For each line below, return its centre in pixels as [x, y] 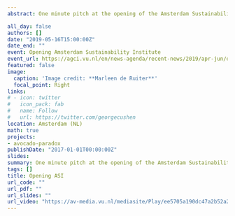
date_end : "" [26, 46]
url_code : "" [26, 182]
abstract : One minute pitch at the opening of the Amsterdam [98, 14]
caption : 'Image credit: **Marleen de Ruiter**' [86, 78]
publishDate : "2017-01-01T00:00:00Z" [62, 150]
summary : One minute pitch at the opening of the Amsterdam [97, 163]
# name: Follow [33, 111]
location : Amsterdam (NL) [45, 124]
